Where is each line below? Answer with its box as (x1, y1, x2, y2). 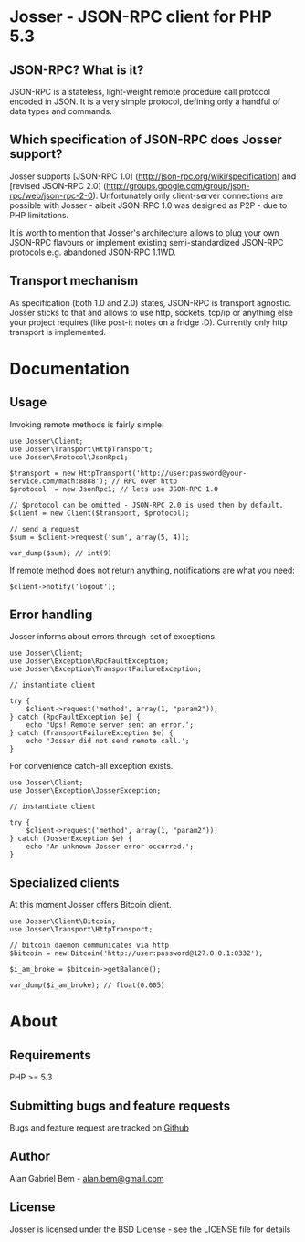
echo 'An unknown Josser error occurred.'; (26, 842, 195, 851)
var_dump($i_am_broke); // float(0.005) (9, 981, 166, 990)
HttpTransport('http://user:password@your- (79, 468, 247, 478)
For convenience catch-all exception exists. (9, 761, 174, 772)
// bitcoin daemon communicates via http (9, 941, 170, 951)
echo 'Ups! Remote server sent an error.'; (26, 721, 195, 730)
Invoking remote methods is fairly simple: (9, 418, 164, 430)
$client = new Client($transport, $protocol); (9, 509, 190, 518)
